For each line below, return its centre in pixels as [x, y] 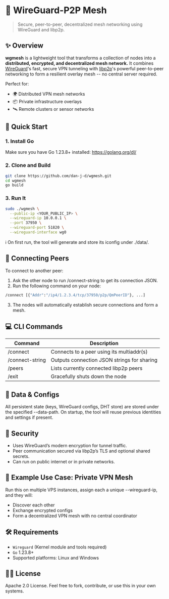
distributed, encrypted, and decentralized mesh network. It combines [79, 63]
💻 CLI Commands [34, 327]
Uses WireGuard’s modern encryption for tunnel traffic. [70, 446]
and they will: [19, 495]
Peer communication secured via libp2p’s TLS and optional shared [81, 451]
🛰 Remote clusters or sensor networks [53, 109]
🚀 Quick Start [26, 127]
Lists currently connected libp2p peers [97, 368]
